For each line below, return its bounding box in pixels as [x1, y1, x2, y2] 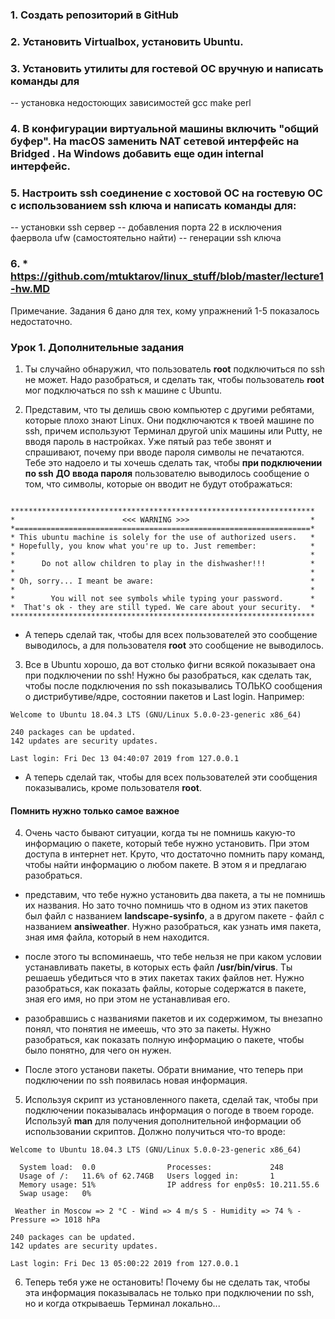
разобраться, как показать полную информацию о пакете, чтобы [24, 1034, 305, 1046]
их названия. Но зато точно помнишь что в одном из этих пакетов [24, 899, 308, 912]
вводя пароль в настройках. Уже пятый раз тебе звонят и [24, 435, 272, 447]
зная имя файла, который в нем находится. [24, 931, 210, 943]
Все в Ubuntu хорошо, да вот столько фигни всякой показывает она [24, 658, 316, 670]
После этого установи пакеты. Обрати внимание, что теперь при [24, 1064, 304, 1076]
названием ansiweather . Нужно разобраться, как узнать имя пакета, [24, 921, 322, 933]
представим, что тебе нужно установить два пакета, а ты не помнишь [24, 889, 326, 901]
